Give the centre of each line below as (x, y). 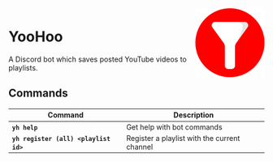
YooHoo (36, 37)
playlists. (23, 67)
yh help (25, 128)
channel (139, 147)
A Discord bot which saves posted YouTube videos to (97, 59)
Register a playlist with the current (183, 138)
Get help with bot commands (174, 127)
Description (193, 115)
